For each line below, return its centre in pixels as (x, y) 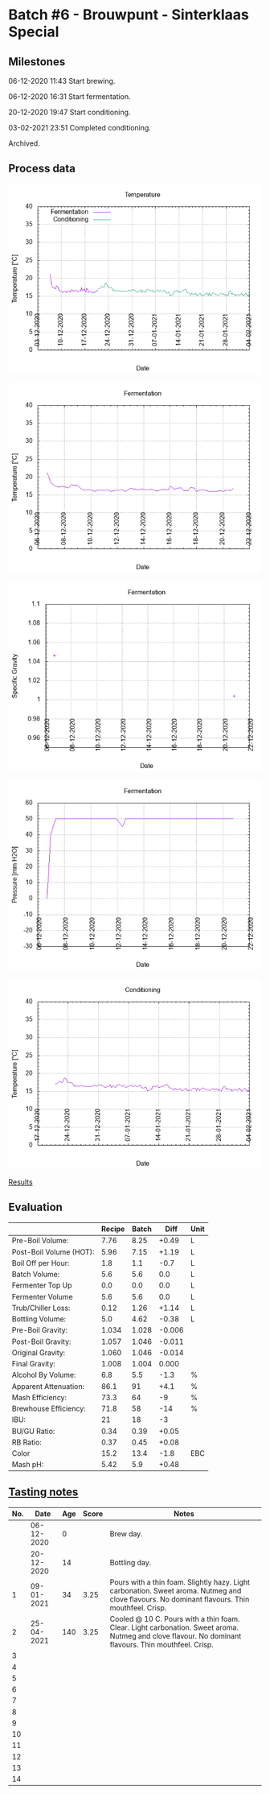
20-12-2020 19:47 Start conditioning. (70, 112)
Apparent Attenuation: (48, 1386)
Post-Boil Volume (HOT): (53, 1252)
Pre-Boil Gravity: (40, 1330)
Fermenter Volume (43, 1296)
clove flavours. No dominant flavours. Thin (180, 1599)
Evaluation (35, 1207)
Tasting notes (43, 1492)
